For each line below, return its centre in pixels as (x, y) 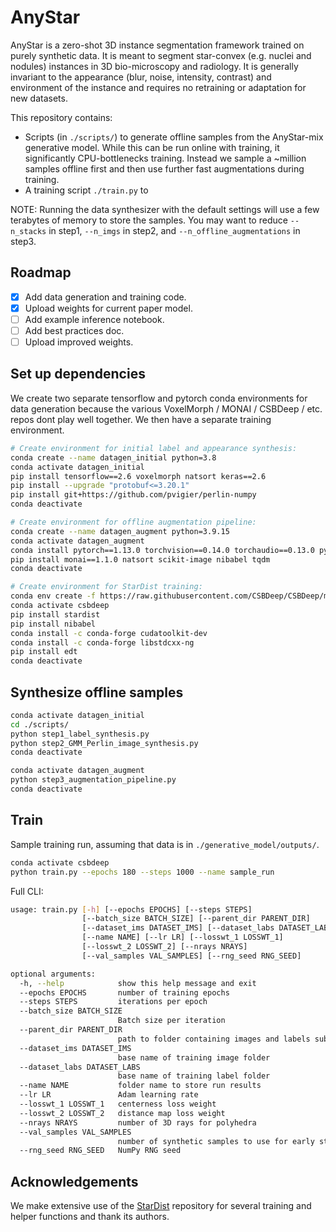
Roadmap (41, 272)
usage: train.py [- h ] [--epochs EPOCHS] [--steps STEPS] (131, 909)
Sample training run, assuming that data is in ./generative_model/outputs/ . (165, 844)
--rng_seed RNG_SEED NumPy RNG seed (100, 1151)
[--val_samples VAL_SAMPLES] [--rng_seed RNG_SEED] (191, 956)
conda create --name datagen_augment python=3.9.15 (120, 531)
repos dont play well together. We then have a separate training (141, 419)
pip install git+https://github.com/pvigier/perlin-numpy (133, 495)
